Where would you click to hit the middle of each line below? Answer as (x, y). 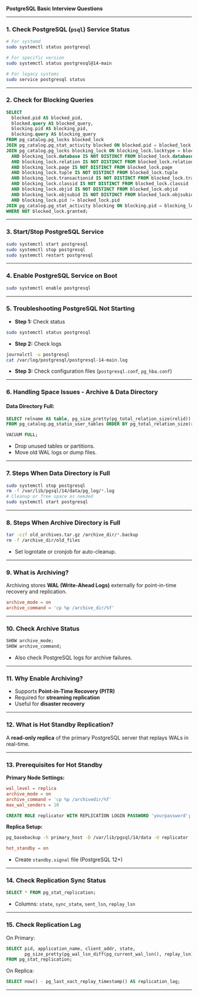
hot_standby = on (27, 848)
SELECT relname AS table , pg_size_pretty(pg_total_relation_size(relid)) (99, 419)
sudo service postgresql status (46, 79)
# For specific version (35, 58)
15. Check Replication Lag (44, 925)
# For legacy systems (33, 74)
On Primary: (21, 938)
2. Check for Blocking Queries (50, 100)
